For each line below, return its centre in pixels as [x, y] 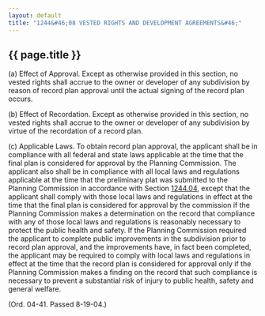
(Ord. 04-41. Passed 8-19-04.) [57, 304]
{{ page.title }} [45, 55]
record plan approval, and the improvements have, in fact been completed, [130, 247]
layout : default [35, 15]
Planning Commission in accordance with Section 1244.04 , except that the [129, 188]
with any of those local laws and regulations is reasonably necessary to [125, 222]
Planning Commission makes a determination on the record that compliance [132, 213]
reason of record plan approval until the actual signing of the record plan [127, 91]
